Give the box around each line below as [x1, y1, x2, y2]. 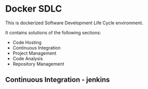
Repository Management [12, 61, 64, 67]
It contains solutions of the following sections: [5, 29, 101, 35]
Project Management [12, 50, 57, 56]
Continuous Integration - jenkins [5, 75, 110, 84]
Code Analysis [12, 55, 43, 61]
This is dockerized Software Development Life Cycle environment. [5, 20, 143, 26]
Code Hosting [12, 39, 42, 46]
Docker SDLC [5, 3, 62, 15]
